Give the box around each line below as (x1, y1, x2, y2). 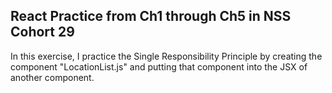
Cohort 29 (10, 24, 75, 41)
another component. (10, 71, 95, 83)
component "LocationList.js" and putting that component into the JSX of (10, 60, 308, 73)
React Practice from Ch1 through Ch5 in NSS (10, 8, 292, 25)
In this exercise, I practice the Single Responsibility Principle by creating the (10, 50, 323, 62)
